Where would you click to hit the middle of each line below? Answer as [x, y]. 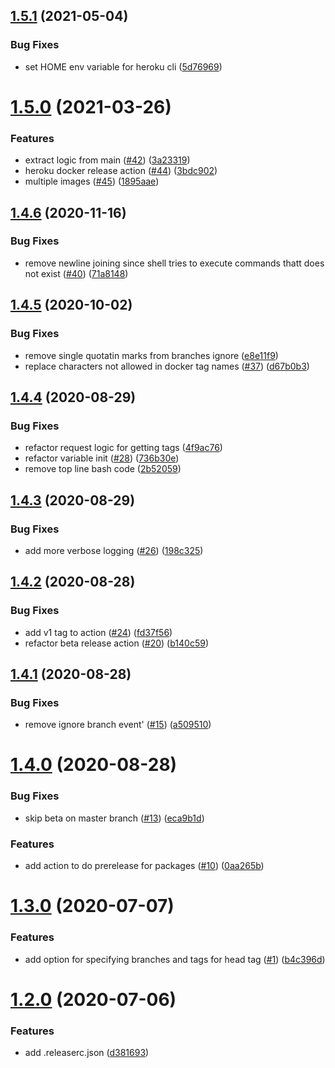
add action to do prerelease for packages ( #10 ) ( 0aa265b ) [144, 866]
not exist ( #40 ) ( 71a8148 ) [76, 273]
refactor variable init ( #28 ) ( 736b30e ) [102, 458]
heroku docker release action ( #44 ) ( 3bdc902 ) [121, 171]
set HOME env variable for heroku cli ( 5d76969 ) [123, 66]
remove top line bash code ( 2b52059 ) [103, 469]
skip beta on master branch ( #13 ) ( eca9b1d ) [114, 818]
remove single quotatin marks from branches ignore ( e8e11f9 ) [151, 355]
